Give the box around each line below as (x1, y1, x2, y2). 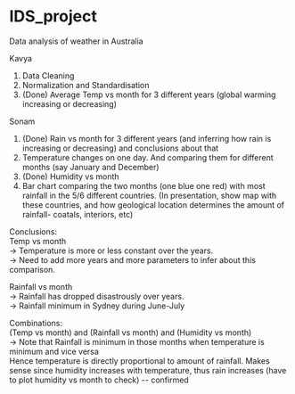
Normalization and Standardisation (21, 79, 150, 90)
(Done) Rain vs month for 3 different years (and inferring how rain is (21, 133, 272, 144)
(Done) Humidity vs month (21, 171, 119, 182)
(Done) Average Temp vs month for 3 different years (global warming (21, 89, 276, 100)
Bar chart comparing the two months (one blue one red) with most (21, 180, 266, 191)
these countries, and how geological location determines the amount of (21, 199, 285, 210)
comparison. (9, 264, 56, 275)
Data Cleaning (21, 70, 75, 81)
